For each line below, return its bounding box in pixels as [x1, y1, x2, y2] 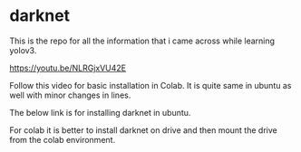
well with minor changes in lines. [9, 90, 131, 100]
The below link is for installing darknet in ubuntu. [9, 107, 191, 118]
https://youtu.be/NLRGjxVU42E [9, 62, 127, 73]
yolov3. [9, 44, 37, 55]
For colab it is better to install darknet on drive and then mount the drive [9, 124, 278, 136]
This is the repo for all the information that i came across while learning [9, 35, 275, 46]
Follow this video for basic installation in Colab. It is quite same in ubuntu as [9, 80, 292, 90]
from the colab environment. [9, 134, 116, 145]
